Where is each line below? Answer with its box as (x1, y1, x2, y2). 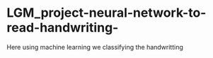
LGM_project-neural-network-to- (6, 5, 207, 21)
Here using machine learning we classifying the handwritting (6, 43, 183, 51)
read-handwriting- (6, 20, 119, 36)
